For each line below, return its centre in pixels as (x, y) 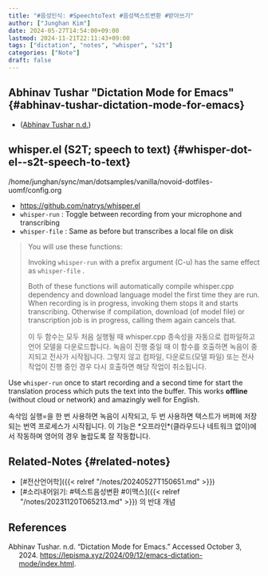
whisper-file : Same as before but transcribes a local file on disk (126, 231)
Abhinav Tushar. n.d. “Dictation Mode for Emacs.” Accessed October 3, (125, 547)
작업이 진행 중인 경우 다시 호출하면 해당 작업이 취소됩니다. (117, 366)
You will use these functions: (75, 246)
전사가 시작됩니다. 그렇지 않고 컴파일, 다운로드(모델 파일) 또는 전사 (152, 356)
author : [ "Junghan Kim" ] (49, 23)
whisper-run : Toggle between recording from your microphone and (130, 214)
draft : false (30, 61)
